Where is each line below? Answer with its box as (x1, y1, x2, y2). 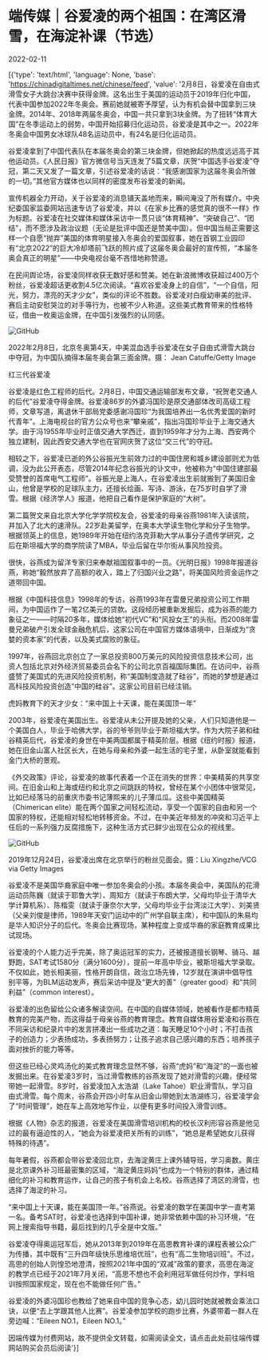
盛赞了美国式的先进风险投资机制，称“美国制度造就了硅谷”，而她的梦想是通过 (8, 671, 259, 680)
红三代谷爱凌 (8, 369, 50, 379)
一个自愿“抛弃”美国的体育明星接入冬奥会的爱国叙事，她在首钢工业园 (14, 233, 238, 242)
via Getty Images (8, 863, 64, 873)
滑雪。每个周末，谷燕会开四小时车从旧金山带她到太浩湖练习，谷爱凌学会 (22, 1091, 260, 1100)
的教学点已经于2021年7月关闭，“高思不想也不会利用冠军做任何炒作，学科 (8, 1269, 248, 1278)
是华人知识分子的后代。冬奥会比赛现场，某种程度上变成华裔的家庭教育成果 (8, 920, 253, 930)
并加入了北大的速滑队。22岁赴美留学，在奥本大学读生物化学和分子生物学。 (8, 520, 255, 530)
